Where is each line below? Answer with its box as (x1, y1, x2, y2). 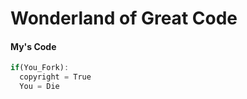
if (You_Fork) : (10, 63, 70, 73)
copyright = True (19, 72, 92, 82)
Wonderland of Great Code (10, 7, 238, 30)
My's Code (10, 40, 57, 52)
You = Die (19, 82, 60, 92)
